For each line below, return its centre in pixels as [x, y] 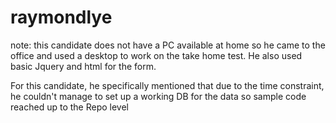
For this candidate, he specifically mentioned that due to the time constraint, [167, 85]
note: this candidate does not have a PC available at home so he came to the [168, 45]
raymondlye [61, 17]
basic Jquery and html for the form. [83, 66]
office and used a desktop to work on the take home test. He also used [156, 55]
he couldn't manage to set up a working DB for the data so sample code [158, 96]
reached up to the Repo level [69, 107]
